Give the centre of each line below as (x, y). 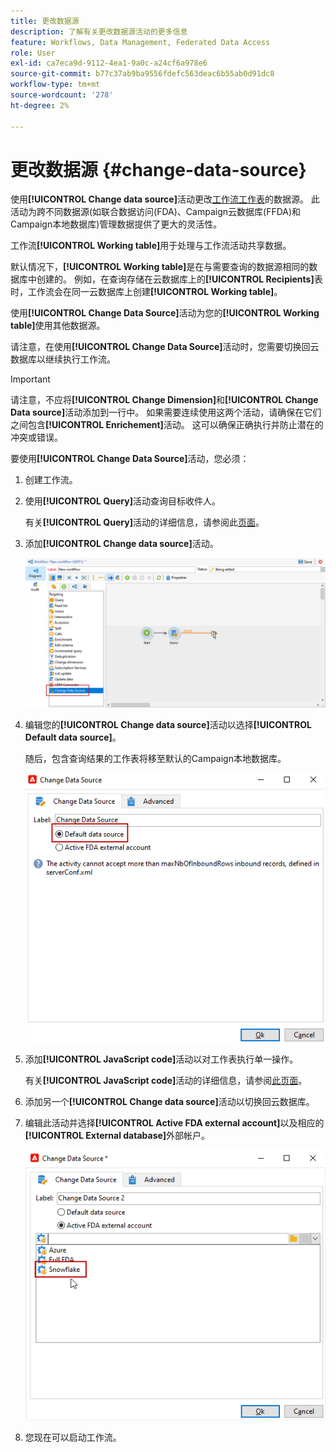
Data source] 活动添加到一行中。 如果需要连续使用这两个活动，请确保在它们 (166, 412)
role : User (33, 53)
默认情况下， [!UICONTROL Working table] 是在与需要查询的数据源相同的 (160, 267)
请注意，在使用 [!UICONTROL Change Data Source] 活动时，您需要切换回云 (165, 347)
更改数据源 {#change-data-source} (158, 169)
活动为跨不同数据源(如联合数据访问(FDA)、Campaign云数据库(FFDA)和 (156, 212)
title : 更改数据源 (45, 21)
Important (30, 379)
